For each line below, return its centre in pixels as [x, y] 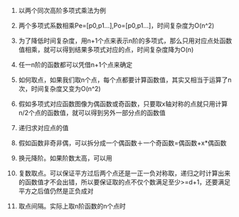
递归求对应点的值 [43, 128]
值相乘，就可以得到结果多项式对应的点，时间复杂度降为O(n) [106, 49]
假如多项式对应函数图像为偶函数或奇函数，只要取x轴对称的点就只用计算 [123, 104]
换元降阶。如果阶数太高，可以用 [65, 158]
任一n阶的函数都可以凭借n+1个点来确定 [75, 65]
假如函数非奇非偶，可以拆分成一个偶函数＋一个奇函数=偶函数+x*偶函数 [122, 143]
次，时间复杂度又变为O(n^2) [60, 89]
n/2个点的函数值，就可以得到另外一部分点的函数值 [92, 113]
